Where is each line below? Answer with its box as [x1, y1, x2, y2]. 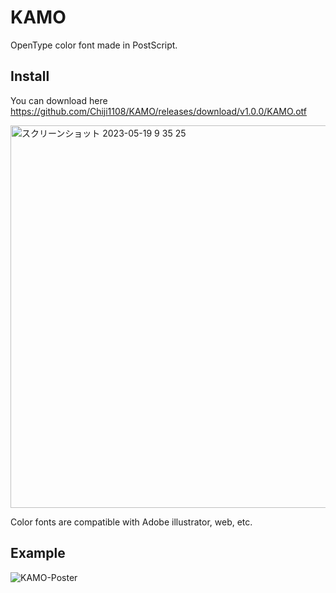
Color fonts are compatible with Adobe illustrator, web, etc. [10, 516, 253, 528]
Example [10, 545, 66, 562]
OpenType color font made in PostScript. [10, 39, 178, 51]
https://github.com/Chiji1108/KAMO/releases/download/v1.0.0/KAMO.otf [10, 105, 307, 117]
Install [10, 68, 50, 85]
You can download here [10, 94, 108, 106]
